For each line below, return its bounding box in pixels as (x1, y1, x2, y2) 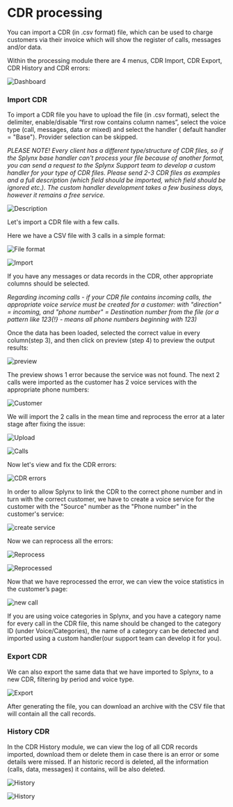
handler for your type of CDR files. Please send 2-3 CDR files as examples (7, 169, 220, 177)
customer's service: (7, 510, 65, 518)
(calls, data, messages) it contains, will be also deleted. (7, 764, 166, 773)
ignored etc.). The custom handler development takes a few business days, (7, 184, 224, 192)
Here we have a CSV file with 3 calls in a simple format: (7, 232, 166, 240)
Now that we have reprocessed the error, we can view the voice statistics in (7, 577, 225, 586)
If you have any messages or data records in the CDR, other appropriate (7, 272, 214, 281)
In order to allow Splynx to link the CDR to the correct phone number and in (7, 487, 223, 496)
